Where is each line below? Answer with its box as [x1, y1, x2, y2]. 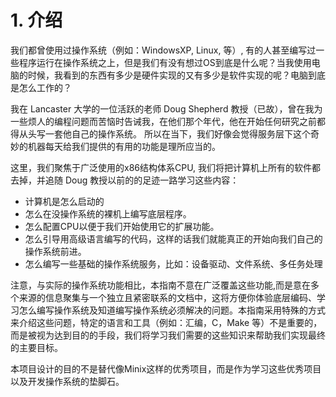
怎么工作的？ [18, 81, 72, 93]
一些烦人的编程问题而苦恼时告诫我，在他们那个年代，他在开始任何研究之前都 [10, 115, 326, 127]
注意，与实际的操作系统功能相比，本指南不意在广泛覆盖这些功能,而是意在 [10, 279, 312, 291]
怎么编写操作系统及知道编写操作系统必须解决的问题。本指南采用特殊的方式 [18, 304, 326, 316]
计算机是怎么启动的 [24, 195, 105, 207]
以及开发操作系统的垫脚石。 [10, 375, 125, 387]
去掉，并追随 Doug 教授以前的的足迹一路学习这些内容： [10, 174, 240, 186]
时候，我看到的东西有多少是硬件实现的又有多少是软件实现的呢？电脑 [27, 69, 308, 81]
